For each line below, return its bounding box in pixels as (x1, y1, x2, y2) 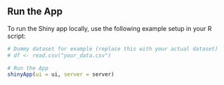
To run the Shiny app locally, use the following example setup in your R (7, 24, 212, 32)
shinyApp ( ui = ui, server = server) (7, 71, 114, 78)
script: (7, 32, 26, 40)
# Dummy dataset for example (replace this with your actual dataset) (7, 45, 218, 52)
